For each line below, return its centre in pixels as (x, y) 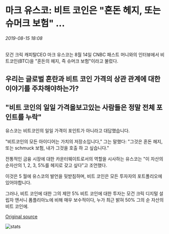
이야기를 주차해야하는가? (42, 89)
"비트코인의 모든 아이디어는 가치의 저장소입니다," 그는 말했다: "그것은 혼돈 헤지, (84, 141)
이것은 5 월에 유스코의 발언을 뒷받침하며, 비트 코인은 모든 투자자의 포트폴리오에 (84, 176)
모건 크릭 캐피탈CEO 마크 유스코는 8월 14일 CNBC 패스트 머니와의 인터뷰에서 (82, 55)
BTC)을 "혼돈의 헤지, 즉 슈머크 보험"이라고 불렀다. (69, 61)
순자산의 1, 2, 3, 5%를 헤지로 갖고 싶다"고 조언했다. (56, 165)
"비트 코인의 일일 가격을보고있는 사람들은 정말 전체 (80, 108)
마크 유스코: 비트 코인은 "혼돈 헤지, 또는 (83, 11)
